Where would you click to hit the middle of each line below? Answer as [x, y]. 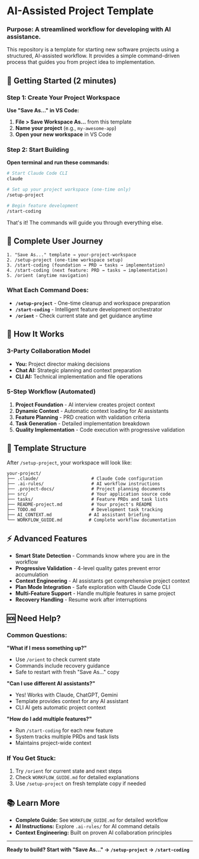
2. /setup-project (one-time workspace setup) [65, 260]
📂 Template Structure [47, 448]
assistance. [24, 37]
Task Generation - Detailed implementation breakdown [82, 423]
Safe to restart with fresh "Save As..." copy [67, 672]
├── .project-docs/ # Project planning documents [86, 489]
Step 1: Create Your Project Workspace [63, 97]
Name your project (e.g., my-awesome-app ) [66, 128]
